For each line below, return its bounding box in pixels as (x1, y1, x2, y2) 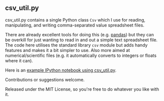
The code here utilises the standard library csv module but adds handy (5, 42, 148, 48)
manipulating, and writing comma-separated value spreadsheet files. (5, 22, 145, 28)
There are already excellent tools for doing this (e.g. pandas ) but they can (5, 31, 154, 37)
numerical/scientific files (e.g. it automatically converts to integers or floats (5, 52, 157, 58)
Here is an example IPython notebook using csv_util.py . (5, 67, 117, 73)
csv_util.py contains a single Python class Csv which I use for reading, (5, 17, 146, 23)
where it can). (5, 57, 33, 63)
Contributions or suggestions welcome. (5, 76, 85, 82)
